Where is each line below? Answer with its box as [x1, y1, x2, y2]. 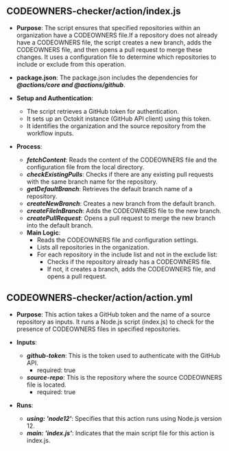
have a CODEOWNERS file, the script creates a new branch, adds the [16, 38, 212, 47]
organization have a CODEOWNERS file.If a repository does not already [16, 31, 218, 39]
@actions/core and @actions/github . [16, 80, 125, 88]
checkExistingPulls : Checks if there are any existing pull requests [26, 170, 214, 178]
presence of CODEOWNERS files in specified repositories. [16, 325, 181, 333]
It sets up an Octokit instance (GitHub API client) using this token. [26, 114, 212, 123]
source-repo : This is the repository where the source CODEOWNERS [26, 373, 223, 381]
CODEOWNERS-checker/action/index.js [6, 5, 181, 17]
